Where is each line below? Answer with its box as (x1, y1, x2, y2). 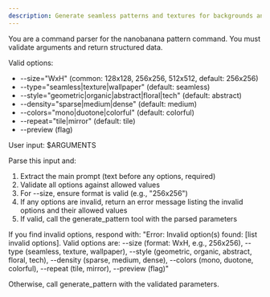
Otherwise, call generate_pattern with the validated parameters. (8, 279, 219, 289)
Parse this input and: (8, 156, 76, 165)
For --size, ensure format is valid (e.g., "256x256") (19, 188, 189, 197)
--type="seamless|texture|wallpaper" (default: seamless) (19, 82, 211, 92)
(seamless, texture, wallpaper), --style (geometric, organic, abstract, (25, 246, 252, 256)
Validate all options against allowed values (19, 180, 161, 189)
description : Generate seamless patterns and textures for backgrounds (8, 11, 253, 20)
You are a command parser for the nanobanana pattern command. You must (8, 34, 261, 43)
